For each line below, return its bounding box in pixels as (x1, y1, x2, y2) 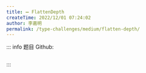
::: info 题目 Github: (6, 43, 54, 50)
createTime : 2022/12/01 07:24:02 (6, 15, 91, 21)
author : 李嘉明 (6, 20, 42, 26)
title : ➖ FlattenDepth (6, 9, 65, 15)
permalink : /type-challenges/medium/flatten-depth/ (6, 26, 140, 32)
